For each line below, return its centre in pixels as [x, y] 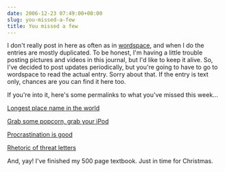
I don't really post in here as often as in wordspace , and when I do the [106, 46]
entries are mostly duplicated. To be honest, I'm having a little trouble [105, 53]
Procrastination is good [40, 134]
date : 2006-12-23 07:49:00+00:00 [55, 13]
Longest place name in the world [54, 108]
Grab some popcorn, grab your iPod [58, 121]
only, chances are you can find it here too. [67, 82]
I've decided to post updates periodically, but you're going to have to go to [113, 67]
